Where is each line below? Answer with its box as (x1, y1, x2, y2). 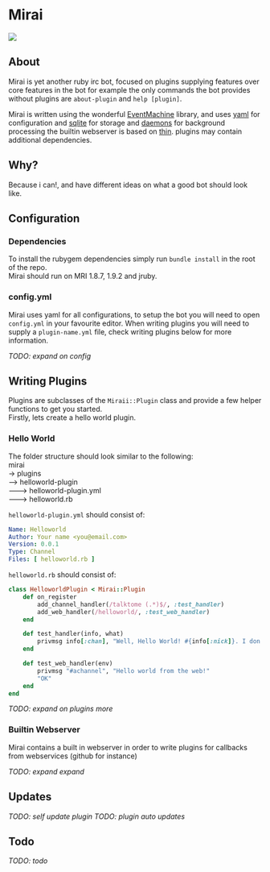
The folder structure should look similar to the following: (8, 451, 194, 461)
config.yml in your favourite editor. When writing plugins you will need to (8, 318, 250, 328)
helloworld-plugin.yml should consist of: (8, 509, 145, 519)
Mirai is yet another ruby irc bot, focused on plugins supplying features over (8, 77, 260, 86)
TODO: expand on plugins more (8, 704, 113, 714)
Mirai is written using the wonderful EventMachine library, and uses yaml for (8, 109, 260, 118)
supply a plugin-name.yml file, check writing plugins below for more (8, 326, 232, 336)
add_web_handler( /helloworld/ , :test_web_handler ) (37, 608, 211, 616)
